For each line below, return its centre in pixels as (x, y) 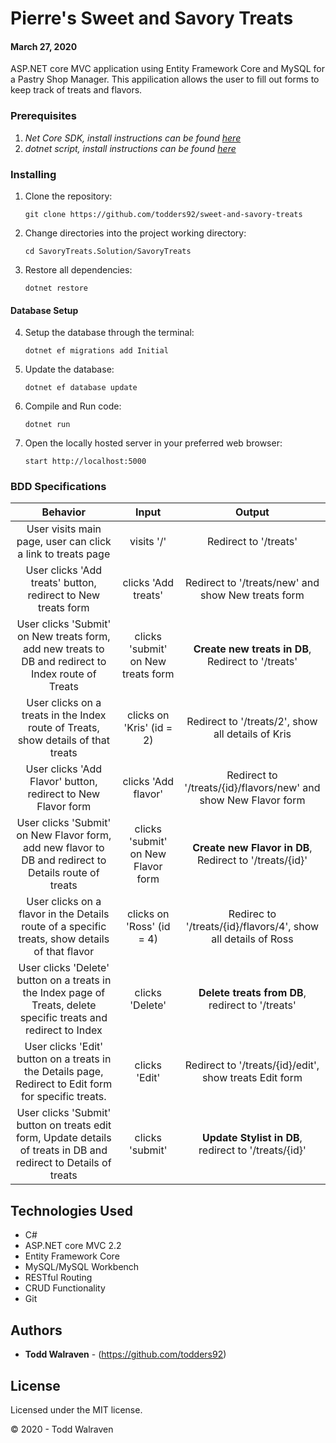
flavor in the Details (64, 914)
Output (252, 512)
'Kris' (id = (148, 728)
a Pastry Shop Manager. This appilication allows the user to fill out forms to (165, 79)
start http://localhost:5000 (85, 462)
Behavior (63, 512)
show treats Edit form (252, 1078)
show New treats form (252, 595)
